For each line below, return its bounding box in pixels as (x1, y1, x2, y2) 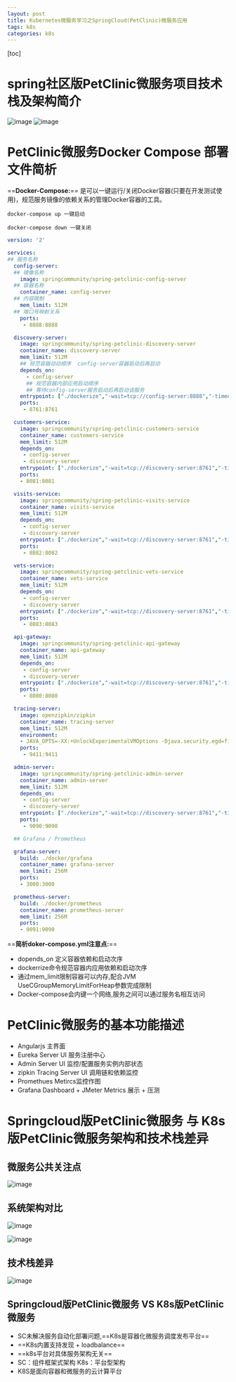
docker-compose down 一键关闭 (7, 225, 91, 232)
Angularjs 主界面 (17, 1042, 66, 1050)
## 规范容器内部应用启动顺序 (25, 379, 99, 387)
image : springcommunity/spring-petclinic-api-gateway (20, 640, 181, 648)
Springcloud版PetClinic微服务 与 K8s (7, 1113, 226, 1129)
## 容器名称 (13, 282, 44, 289)
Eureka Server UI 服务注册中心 (17, 1050, 105, 1060)
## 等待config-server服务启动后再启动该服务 (25, 387, 145, 394)
